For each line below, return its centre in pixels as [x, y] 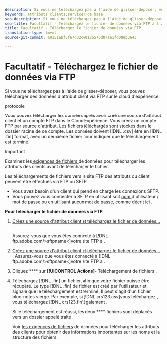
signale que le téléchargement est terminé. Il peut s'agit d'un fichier [82, 291]
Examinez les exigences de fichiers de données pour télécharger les [75, 161]
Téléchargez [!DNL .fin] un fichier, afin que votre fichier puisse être [81, 281]
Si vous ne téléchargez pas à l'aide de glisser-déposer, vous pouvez [75, 91]
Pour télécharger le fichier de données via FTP [54, 211]
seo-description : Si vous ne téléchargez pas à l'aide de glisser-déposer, [85, 19]
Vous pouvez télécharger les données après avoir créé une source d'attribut [83, 115]
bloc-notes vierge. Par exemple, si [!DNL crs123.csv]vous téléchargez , [85, 296]
